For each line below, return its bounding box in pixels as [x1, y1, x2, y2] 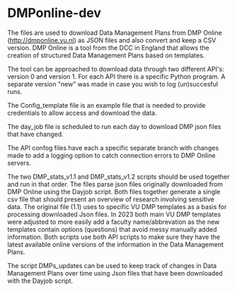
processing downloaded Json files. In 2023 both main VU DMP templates [7, 210, 221, 218]
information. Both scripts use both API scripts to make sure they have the [7, 232, 221, 241]
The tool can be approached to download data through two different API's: [7, 64, 224, 73]
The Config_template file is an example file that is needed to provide [7, 101, 206, 109]
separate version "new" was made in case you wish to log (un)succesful [7, 79, 218, 88]
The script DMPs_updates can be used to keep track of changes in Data [7, 261, 217, 270]
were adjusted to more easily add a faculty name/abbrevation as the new [7, 218, 220, 226]
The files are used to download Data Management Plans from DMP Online [7, 28, 223, 37]
